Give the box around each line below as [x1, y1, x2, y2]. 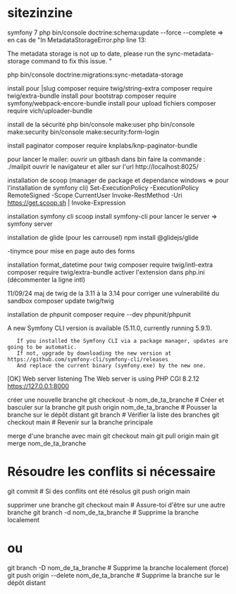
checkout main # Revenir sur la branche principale [7, 417, 154, 426]
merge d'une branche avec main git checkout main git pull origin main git [7, 431, 219, 440]
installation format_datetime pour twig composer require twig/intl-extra [7, 260, 213, 269]
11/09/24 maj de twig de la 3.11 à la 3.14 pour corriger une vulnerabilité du [7, 289, 220, 297]
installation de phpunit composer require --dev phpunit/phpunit [7, 310, 192, 318]
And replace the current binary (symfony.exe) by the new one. [16, 362, 206, 369]
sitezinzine [7, 5, 73, 21]
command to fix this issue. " [31, 56, 113, 65]
